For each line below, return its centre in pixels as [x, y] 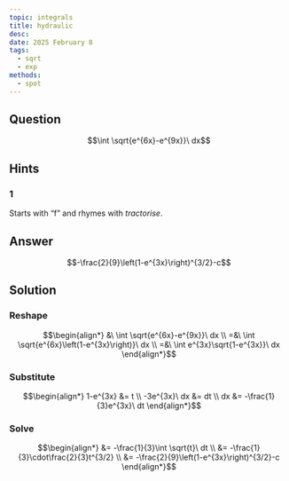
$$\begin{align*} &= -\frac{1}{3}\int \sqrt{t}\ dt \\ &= [133, 448]
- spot [29, 83]
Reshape [29, 316]
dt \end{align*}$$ [169, 406]
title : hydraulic [41, 26]
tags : [19, 51]
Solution [33, 291]
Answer [31, 241]
